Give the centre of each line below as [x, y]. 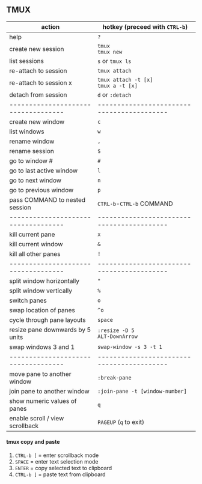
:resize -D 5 [116, 330]
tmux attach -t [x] [125, 80]
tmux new [110, 52]
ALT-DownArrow [118, 336]
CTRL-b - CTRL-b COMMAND [135, 204]
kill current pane [32, 234]
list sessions [26, 61]
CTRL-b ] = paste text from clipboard [60, 474]
